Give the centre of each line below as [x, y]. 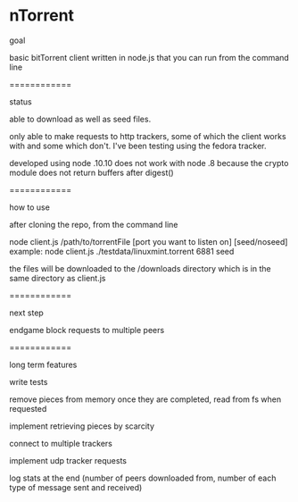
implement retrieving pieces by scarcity [82, 426]
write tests [29, 381]
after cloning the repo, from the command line [94, 224]
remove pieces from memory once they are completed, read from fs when [145, 399]
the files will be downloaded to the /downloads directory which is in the [140, 268]
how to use [30, 207]
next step [27, 313]
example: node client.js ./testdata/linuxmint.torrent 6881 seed [122, 251]
